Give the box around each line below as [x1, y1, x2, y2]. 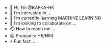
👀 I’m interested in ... [9, 10, 52, 16]
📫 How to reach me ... [9, 26, 55, 31]
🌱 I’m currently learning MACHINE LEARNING [9, 15, 102, 21]
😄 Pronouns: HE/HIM [9, 33, 53, 39]
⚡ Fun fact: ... [9, 38, 37, 44]
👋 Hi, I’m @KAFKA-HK [9, 5, 54, 10]
